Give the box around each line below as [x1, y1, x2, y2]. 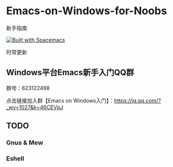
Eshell [6, 154, 24, 162]
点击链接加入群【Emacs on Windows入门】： [6, 97, 115, 104]
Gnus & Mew [6, 139, 43, 147]
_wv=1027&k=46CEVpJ [6, 104, 64, 111]
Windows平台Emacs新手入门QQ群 [6, 68, 134, 78]
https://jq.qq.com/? [114, 97, 162, 104]
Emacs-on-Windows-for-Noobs [6, 4, 168, 18]
